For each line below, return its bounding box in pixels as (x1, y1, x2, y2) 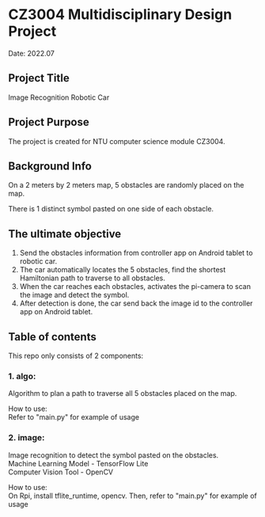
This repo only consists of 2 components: (8, 351, 144, 360)
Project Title (8, 71, 70, 85)
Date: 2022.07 (8, 48, 55, 58)
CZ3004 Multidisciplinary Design (8, 6, 233, 24)
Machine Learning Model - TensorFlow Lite (8, 458, 149, 468)
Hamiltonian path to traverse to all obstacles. (19, 273, 166, 283)
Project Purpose (8, 116, 89, 129)
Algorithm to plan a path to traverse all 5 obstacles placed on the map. (8, 389, 237, 398)
